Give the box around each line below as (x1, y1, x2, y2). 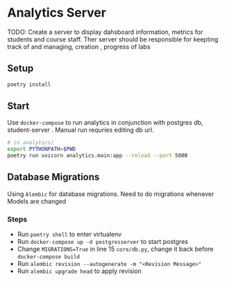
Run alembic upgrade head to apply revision (17, 267, 142, 275)
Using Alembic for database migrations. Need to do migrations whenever (7, 189, 215, 198)
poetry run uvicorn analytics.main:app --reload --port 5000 (7, 152, 188, 159)
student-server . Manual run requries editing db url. (7, 126, 154, 134)
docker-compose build (17, 254, 80, 261)
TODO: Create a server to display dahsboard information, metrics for (7, 28, 203, 36)
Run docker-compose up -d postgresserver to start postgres (17, 238, 189, 246)
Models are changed (7, 197, 67, 205)
